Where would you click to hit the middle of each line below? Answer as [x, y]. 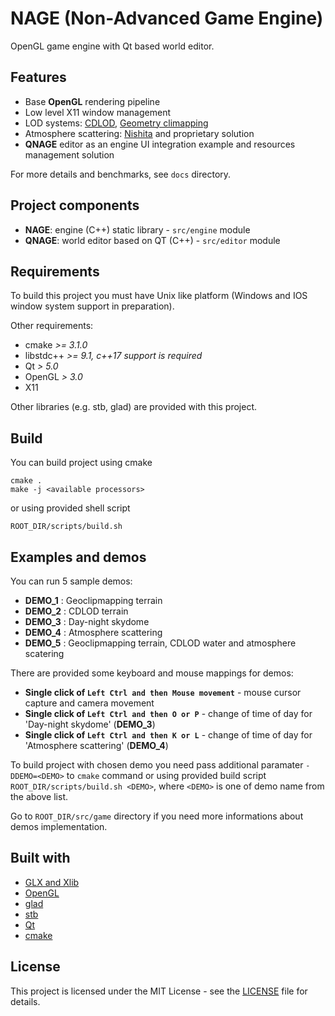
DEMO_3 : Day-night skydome [87, 621]
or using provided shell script [70, 508]
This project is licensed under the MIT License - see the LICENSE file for [159, 991]
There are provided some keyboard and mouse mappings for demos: [152, 673]
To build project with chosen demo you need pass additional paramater [157, 765]
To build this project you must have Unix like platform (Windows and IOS [159, 296]
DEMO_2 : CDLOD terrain [76, 611]
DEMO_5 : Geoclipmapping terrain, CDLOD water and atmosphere [160, 643]
